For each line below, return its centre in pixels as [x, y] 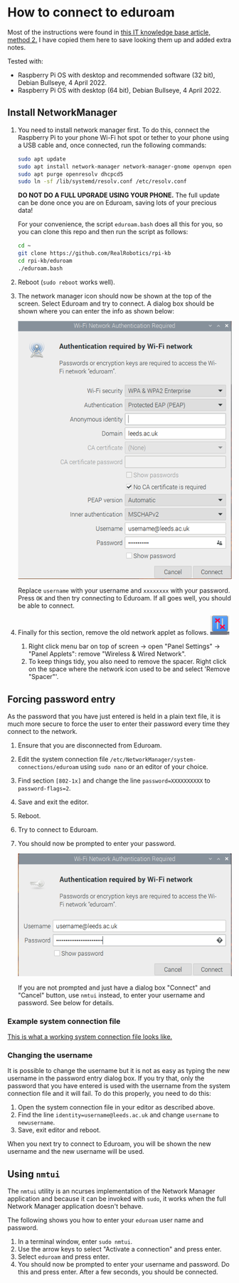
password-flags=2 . [44, 788]
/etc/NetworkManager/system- [153, 760]
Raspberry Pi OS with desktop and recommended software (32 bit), [116, 75]
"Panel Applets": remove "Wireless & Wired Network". [107, 654]
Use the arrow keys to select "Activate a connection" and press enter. [119, 1249]
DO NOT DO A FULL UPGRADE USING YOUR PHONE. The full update [119, 195]
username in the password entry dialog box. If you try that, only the [106, 1078]
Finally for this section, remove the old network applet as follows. [113, 633]
